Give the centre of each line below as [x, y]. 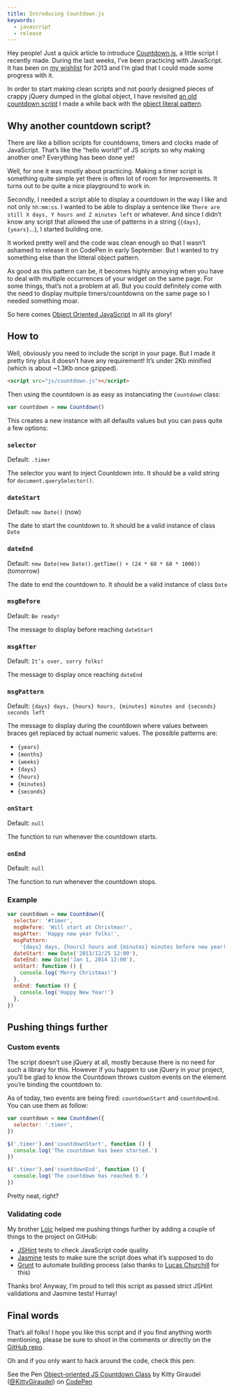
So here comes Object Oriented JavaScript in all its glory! [90, 315]
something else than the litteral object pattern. [74, 258]
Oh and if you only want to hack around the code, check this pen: [101, 1361]
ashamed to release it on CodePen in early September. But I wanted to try [113, 250]
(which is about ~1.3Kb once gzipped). [63, 368]
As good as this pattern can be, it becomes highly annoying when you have [116, 271]
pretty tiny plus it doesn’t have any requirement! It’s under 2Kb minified [109, 360]
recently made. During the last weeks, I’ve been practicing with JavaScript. [115, 61]
